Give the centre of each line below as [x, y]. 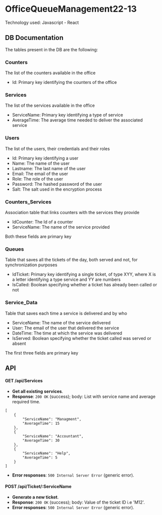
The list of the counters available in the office [50, 73]
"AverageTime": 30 [41, 441]
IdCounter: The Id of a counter [42, 222]
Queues [15, 249]
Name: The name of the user [41, 163]
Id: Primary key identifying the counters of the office [64, 82]
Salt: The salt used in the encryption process [57, 189]
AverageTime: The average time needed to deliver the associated [77, 120]
